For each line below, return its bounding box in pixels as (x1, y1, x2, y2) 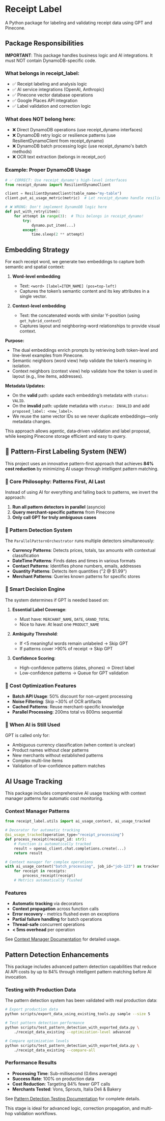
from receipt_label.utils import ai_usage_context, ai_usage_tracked (5, 819, 151, 824)
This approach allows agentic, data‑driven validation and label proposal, (5, 428, 151, 434)
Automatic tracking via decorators (12, 901, 83, 907)
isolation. (12, 363, 31, 369)
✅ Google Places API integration (12, 97, 78, 104)
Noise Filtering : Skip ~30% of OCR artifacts (12, 698, 102, 704)
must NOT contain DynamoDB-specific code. (5, 58, 97, 63)
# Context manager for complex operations (5, 859, 93, 864)
